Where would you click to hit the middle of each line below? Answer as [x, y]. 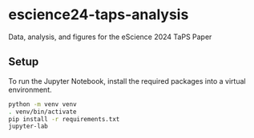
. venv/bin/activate [43, 112]
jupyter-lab [28, 126]
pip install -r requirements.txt [64, 119]
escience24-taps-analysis [99, 15]
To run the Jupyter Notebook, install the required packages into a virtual [127, 81]
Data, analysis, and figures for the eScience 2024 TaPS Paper [110, 37]
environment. [30, 89]
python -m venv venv [43, 104]
